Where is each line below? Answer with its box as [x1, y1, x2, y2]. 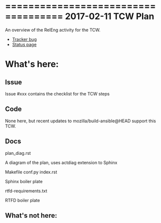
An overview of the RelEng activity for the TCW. [5, 27, 101, 33]
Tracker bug [12, 36, 37, 42]
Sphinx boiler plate [5, 178, 43, 184]
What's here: [5, 59, 59, 70]
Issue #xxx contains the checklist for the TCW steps [5, 91, 110, 96]
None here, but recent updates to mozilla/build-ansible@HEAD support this [5, 118, 156, 124]
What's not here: [5, 211, 58, 220]
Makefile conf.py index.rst [5, 169, 58, 175]
